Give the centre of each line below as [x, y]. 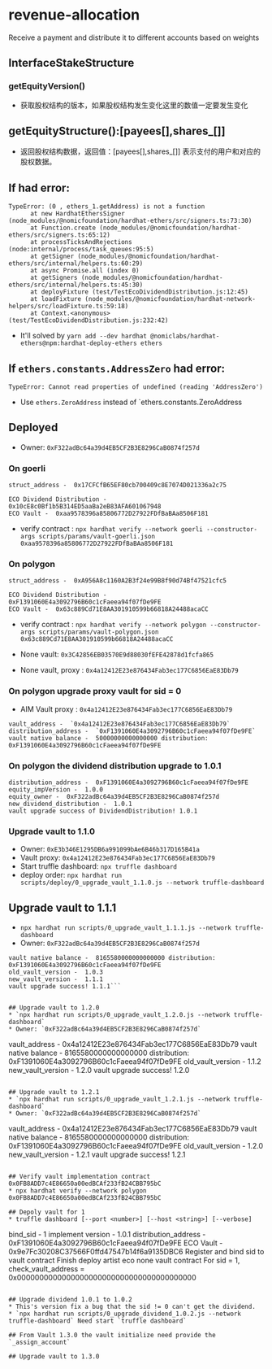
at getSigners [54, 278]
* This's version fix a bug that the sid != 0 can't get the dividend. [132, 1307]
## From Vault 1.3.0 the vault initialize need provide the [112, 1336]
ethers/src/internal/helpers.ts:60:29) [76, 264]
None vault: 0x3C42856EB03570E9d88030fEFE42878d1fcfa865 [117, 654]
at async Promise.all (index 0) [84, 271]
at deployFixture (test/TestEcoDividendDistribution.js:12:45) [139, 292]
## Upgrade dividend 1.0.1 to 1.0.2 [70, 1300]
